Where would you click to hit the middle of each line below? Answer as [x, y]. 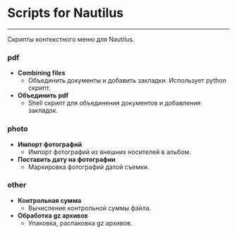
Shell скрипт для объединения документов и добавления [114, 103]
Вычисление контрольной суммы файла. [90, 208]
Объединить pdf [43, 95]
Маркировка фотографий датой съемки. [89, 167]
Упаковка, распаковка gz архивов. [80, 223]
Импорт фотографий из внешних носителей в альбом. [110, 152]
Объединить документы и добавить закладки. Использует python [127, 81]
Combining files [41, 73]
